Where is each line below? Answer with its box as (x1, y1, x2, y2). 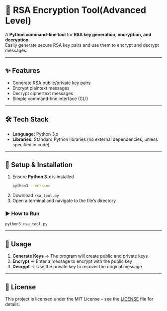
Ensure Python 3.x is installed (12, 174, 74, 180)
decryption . (5, 37, 30, 43)
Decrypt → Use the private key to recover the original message (12, 264, 142, 270)
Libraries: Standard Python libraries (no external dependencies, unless (12, 136, 158, 142)
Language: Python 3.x (12, 131, 59, 137)
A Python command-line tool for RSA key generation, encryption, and (5, 31, 152, 37)
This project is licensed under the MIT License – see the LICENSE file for (5, 296, 154, 302)
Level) (5, 15, 31, 26)
